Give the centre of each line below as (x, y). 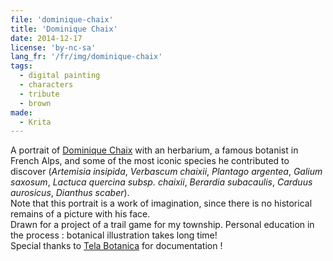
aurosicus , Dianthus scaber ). (70, 193)
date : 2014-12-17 (46, 38)
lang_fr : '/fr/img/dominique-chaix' (86, 57)
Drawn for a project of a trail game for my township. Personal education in (162, 225)
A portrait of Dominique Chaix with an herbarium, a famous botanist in (154, 150)
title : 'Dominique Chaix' (64, 29)
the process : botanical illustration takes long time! (114, 235)
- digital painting (60, 76)
